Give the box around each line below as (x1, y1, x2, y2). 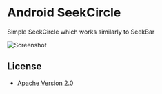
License (7, 60, 42, 73)
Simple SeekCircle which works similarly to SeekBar (7, 27, 155, 36)
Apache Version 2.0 (17, 79, 74, 87)
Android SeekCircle (7, 5, 121, 21)
